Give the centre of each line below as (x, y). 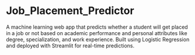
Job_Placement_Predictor (70, 11)
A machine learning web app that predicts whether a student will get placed (97, 27)
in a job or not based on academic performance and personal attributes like (97, 33)
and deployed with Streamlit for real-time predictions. (70, 46)
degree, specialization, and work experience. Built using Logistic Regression (98, 39)
